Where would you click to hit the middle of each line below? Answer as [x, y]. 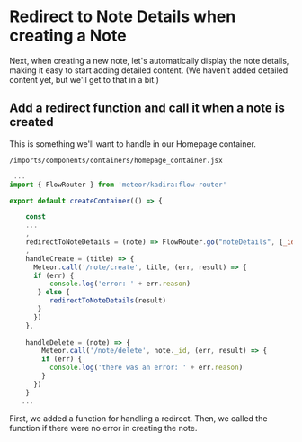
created [31, 122]
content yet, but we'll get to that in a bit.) [84, 79]
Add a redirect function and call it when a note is [147, 108]
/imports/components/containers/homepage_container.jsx [116, 160]
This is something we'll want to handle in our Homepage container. [133, 144]
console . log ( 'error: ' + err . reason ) [120, 284]
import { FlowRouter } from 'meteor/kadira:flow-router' [118, 185]
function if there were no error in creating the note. [103, 428]
